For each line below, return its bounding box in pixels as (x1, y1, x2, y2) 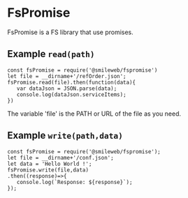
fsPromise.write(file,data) (7, 166, 89, 174)
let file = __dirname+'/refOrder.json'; (7, 73, 127, 79)
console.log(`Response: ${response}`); (16, 178, 133, 185)
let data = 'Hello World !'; (7, 160, 92, 167)
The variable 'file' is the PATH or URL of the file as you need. (7, 109, 182, 118)
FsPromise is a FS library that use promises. (7, 28, 134, 36)
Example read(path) (7, 48, 96, 60)
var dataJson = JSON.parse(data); (16, 85, 117, 92)
